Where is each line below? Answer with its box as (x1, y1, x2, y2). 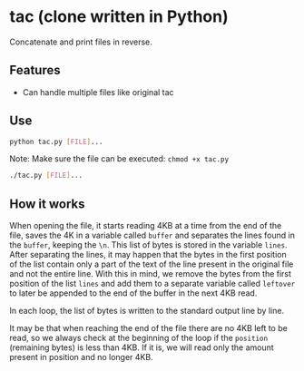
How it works (9, 196, 85, 211)
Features (9, 63, 61, 78)
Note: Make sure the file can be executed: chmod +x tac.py (9, 153, 230, 164)
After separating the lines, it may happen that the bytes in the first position (9, 249, 288, 260)
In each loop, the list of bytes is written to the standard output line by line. (9, 306, 284, 317)
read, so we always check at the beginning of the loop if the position (9, 333, 269, 344)
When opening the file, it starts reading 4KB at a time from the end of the (9, 220, 282, 231)
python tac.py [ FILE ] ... (9, 137, 103, 146)
